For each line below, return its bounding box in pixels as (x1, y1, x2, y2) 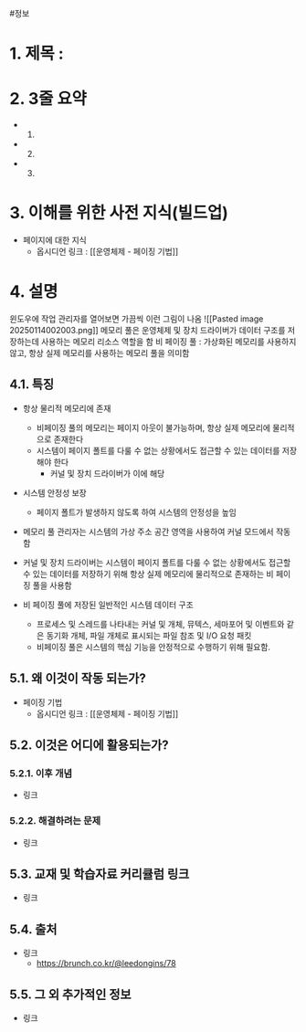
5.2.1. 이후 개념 (9, 766, 73, 779)
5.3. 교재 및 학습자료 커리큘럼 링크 (9, 867, 190, 881)
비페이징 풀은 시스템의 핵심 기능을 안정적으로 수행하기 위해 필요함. (36, 641, 271, 652)
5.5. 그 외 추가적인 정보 (9, 986, 132, 1002)
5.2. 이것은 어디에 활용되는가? (9, 738, 169, 753)
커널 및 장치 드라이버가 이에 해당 (49, 468, 165, 479)
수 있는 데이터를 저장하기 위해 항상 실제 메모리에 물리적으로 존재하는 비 (22, 568, 274, 579)
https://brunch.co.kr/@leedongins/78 (36, 958, 176, 969)
